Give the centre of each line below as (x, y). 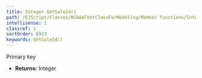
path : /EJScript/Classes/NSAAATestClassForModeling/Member (82, 17)
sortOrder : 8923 (26, 34)
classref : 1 (21, 28)
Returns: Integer (35, 68)
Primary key (21, 57)
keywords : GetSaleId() (35, 40)
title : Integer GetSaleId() (41, 12)
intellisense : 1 (26, 23)
